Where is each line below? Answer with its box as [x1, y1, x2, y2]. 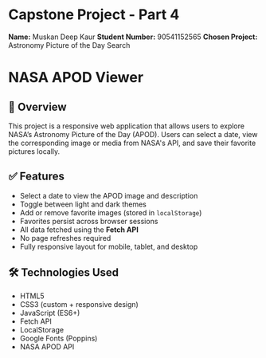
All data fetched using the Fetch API [19, 225, 139, 234]
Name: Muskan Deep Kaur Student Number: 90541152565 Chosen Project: [8, 32, 258, 41]
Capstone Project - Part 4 [8, 6, 180, 24]
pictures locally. [8, 146, 61, 156]
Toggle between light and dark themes [19, 199, 147, 209]
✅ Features [8, 170, 65, 183]
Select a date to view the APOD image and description [19, 191, 198, 200]
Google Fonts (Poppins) [19, 333, 98, 343]
